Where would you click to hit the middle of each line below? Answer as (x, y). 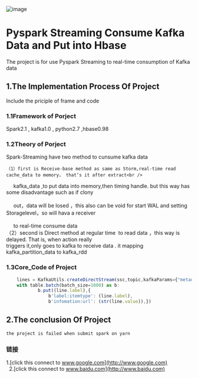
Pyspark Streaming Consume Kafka (95, 33)
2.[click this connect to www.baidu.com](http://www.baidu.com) (87, 369)
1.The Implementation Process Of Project (83, 86)
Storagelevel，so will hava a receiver (51, 213)
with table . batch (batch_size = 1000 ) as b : (68, 285)
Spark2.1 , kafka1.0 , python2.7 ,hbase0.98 (57, 129)
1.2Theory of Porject (36, 144)
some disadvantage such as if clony (50, 192)
